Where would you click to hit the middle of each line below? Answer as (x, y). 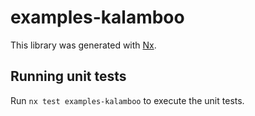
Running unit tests (68, 76)
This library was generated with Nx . (83, 45)
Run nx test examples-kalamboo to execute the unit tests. (127, 100)
